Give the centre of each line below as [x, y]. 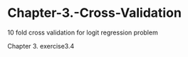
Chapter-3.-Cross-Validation [94, 13]
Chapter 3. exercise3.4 [41, 46]
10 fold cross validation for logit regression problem [83, 32]
